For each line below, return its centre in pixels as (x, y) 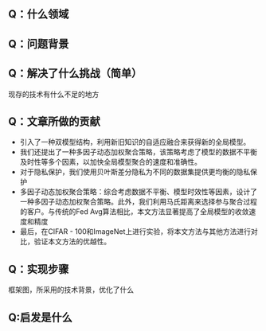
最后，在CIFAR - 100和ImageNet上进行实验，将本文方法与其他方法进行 (135, 232)
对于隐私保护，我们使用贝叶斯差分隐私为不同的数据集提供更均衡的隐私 (135, 172)
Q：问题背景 (39, 43)
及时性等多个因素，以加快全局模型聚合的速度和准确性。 (110, 162)
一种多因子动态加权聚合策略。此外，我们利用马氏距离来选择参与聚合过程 (138, 202)
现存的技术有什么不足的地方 (54, 94)
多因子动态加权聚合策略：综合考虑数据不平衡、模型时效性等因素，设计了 (138, 192)
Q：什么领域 (39, 14)
